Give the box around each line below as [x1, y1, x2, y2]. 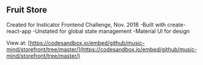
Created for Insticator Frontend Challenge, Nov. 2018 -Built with [6, 21, 166, 28]
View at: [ [6, 39, 30, 46]
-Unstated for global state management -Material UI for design [32, 27, 190, 35]
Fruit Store [6, 5, 48, 15]
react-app [6, 27, 32, 35]
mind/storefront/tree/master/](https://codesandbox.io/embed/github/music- [6, 46, 197, 53]
